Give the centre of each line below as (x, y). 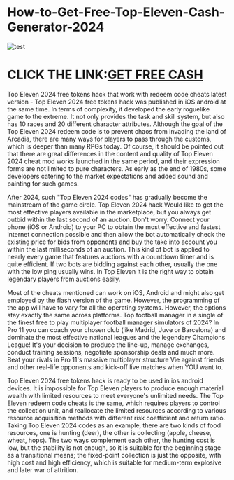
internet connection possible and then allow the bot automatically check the (116, 234)
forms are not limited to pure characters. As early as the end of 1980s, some (117, 168)
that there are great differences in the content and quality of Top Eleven (110, 153)
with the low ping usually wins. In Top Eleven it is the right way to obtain (111, 271)
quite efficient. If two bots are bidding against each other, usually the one (112, 264)
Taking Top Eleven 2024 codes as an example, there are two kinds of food (114, 425)
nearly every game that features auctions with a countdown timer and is (111, 256)
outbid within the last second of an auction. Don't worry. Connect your (108, 219)
